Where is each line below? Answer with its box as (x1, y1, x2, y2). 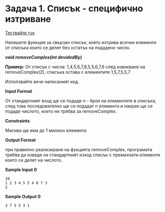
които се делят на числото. (5, 157, 63, 163)
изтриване (5, 13, 51, 25)
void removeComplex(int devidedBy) (5, 54, 82, 60)
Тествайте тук (5, 30, 35, 36)
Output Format (5, 137, 36, 143)
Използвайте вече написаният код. (5, 79, 80, 85)
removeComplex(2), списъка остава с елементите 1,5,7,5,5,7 (5, 69, 131, 75)
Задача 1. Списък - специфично (5, 3, 143, 14)
